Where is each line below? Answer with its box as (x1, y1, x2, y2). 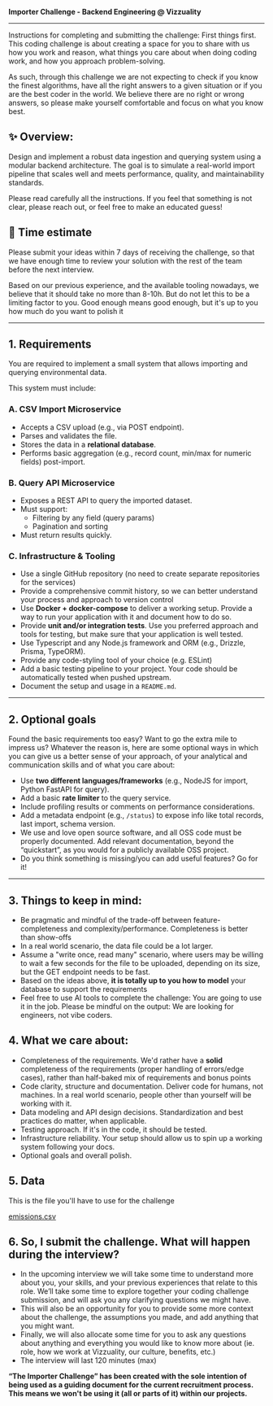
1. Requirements (8, 338, 92, 351)
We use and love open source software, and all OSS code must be (19, 827, 242, 837)
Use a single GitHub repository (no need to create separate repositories (19, 569, 260, 579)
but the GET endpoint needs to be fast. (19, 967, 150, 976)
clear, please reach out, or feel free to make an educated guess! (8, 202, 223, 212)
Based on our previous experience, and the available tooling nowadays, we (8, 280, 259, 290)
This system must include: (8, 383, 97, 393)
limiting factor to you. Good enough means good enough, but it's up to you (8, 297, 258, 308)
